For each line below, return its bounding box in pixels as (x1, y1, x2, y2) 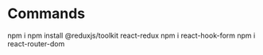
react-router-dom (7, 38, 65, 48)
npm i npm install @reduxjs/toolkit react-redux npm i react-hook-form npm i (7, 31, 256, 40)
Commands (7, 5, 86, 23)
